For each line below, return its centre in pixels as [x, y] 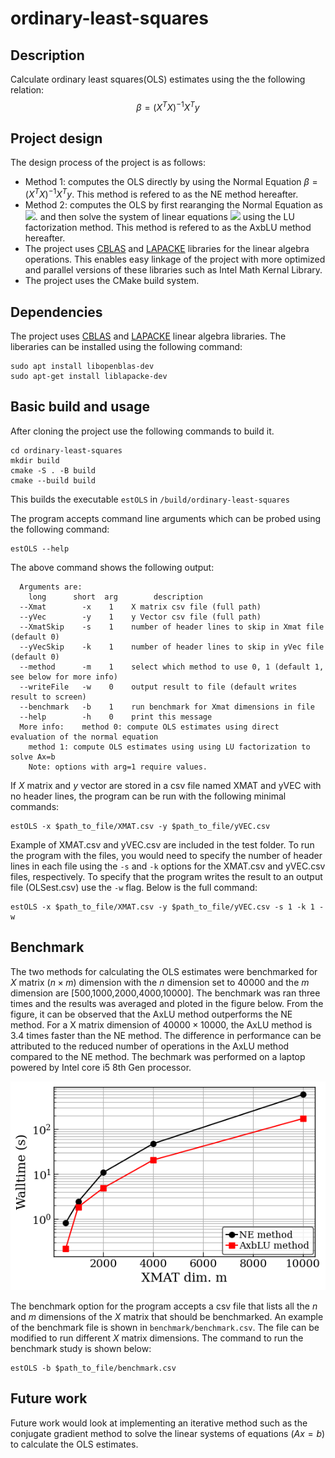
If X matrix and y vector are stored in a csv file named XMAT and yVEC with [166, 785]
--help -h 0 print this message [116, 717]
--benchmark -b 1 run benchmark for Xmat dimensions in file [167, 707]
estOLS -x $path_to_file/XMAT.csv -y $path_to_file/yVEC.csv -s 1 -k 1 [162, 907]
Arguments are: [51, 587]
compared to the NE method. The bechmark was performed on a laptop [158, 1056]
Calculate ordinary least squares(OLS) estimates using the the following [158, 79]
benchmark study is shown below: [81, 1348]
